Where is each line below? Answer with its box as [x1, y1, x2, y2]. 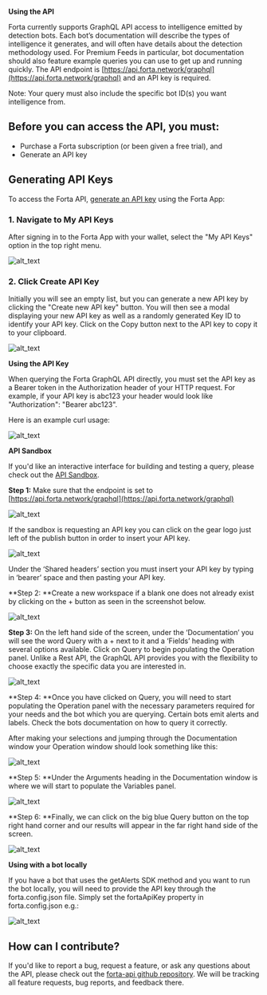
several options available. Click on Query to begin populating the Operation [8, 645, 255, 654]
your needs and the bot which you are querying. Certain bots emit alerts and [8, 709, 259, 719]
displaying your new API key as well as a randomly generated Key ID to [8, 311, 241, 321]
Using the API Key [8, 359, 69, 369]
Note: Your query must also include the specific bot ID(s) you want [8, 89, 227, 98]
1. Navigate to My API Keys [8, 214, 114, 225]
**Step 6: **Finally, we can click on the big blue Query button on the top [8, 812, 249, 822]
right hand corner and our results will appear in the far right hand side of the [8, 821, 258, 831]
